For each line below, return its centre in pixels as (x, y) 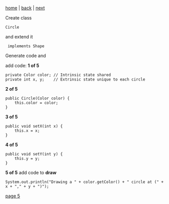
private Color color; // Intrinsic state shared (58, 75)
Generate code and (26, 56)
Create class (18, 18)
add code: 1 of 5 (22, 66)
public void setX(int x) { (34, 126)
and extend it (19, 37)
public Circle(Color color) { (38, 98)
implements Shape (26, 46)
